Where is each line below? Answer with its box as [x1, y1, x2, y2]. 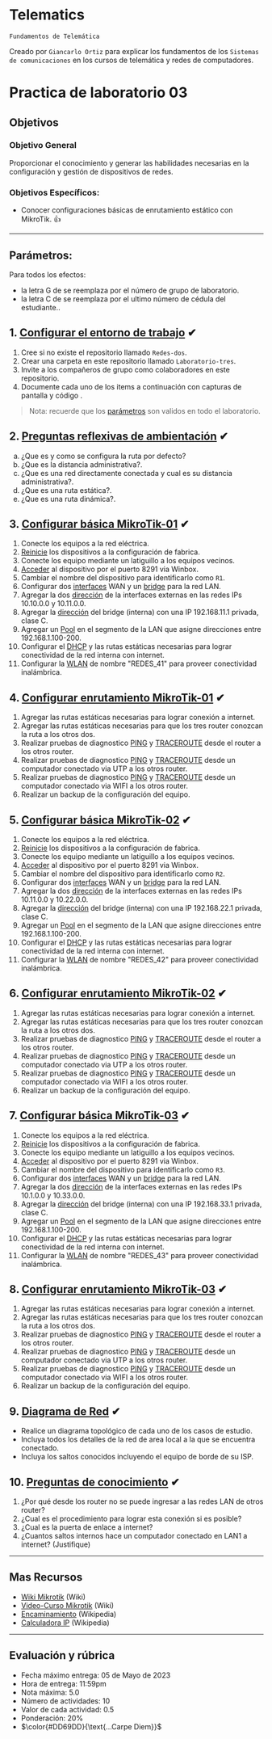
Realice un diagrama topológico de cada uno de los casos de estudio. [20, 1426, 253, 1436]
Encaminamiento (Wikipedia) [20, 1609, 117, 1619]
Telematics [9, 6, 86, 24]
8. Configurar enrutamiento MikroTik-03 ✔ [9, 1282, 228, 1296]
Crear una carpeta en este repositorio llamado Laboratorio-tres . [20, 356, 236, 365]
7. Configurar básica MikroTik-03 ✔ [9, 1109, 190, 1122]
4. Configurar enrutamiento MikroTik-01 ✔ [9, 691, 225, 705]
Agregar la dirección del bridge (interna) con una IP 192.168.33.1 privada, [20, 1198, 262, 1209]
